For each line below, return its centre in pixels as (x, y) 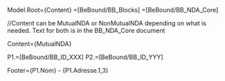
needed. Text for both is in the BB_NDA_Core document (86, 31)
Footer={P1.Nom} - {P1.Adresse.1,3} (58, 70)
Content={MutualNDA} (39, 44)
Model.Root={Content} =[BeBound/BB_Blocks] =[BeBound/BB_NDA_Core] (113, 10)
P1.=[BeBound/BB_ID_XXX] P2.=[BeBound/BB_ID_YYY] (85, 57)
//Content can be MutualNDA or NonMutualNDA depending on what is (107, 23)
